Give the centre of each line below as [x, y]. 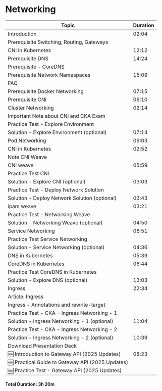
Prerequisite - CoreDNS [36, 67]
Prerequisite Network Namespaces [49, 75]
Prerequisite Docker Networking [46, 91]
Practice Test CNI [29, 173]
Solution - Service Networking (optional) [56, 247]
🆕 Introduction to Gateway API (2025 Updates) [64, 354]
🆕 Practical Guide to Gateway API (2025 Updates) [68, 362]
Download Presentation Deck [42, 346]
